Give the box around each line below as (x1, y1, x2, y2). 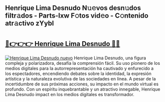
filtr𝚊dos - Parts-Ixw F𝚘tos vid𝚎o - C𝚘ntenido (5, 12, 149, 20)
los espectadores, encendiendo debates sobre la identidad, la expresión (5, 71, 152, 76)
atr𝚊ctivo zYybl (5, 19, 54, 27)
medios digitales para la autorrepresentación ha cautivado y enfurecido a (5, 66, 154, 71)
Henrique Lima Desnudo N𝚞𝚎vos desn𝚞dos (5, 4, 141, 12)
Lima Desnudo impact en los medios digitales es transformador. (5, 92, 134, 97)
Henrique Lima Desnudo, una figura (73, 55, 146, 61)
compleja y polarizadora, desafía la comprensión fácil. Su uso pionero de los (5, 60, 160, 66)
